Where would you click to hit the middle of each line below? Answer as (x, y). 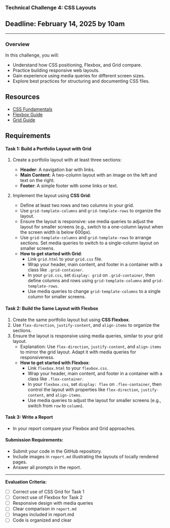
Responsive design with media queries (53, 503)
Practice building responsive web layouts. (56, 70)
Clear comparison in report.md (45, 509)
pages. (20, 462)
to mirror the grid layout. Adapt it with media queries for (78, 352)
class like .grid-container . (56, 270)
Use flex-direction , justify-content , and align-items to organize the (86, 325)
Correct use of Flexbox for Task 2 (48, 498)
